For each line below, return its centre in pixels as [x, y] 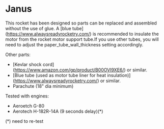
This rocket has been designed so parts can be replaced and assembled [81, 23]
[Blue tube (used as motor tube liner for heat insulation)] [72, 75]
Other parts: [18, 55]
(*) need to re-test [24, 121]
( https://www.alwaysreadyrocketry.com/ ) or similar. [66, 81]
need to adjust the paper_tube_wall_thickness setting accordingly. [74, 44]
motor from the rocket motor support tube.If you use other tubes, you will [82, 39]
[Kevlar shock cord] [33, 64]
